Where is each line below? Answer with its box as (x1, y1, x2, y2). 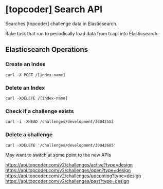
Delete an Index (5, 84, 45, 91)
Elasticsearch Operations (5, 45, 88, 54)
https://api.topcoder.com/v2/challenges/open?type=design (5, 167, 131, 173)
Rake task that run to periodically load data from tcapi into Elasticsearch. (5, 30, 159, 36)
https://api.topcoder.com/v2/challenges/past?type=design (5, 178, 130, 184)
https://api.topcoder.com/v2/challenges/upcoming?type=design (5, 173, 141, 179)
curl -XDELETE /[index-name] (5, 96, 68, 101)
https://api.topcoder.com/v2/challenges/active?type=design (5, 161, 133, 167)
